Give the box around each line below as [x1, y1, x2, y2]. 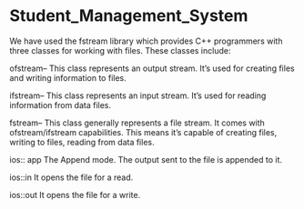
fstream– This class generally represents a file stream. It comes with [9, 117, 266, 128]
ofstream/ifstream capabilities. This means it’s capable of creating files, [9, 126, 278, 137]
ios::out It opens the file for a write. [9, 189, 141, 200]
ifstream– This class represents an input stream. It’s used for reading [9, 90, 267, 101]
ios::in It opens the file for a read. [9, 172, 134, 183]
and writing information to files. [9, 72, 127, 83]
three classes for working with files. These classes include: [9, 45, 231, 55]
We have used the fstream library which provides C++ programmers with [9, 35, 283, 46]
